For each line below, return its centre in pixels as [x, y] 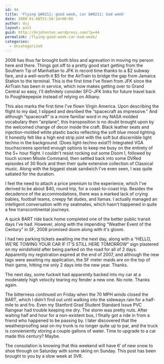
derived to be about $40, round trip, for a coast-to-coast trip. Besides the [79, 188]
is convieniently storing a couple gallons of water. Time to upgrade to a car [81, 331]
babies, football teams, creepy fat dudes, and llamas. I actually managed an [81, 199]
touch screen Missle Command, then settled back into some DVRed [73, 158]
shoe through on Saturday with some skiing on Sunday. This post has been [81, 351]
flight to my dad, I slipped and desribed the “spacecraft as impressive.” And [81, 111]
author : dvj [17, 23]
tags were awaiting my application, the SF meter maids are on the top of [78, 260]
